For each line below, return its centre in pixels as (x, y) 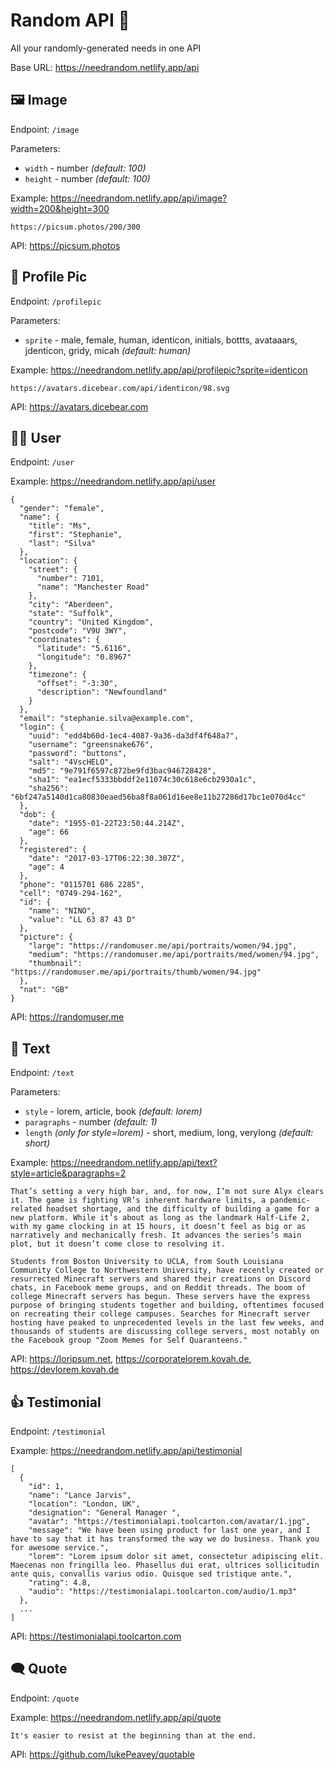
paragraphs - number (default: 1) (91, 1122)
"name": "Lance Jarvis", (80, 1495)
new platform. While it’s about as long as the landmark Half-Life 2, (160, 1218)
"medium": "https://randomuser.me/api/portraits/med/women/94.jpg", (174, 955)
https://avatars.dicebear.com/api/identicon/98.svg (120, 388)
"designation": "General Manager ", (105, 1513)
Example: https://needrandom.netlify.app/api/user (113, 481)
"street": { (53, 570)
